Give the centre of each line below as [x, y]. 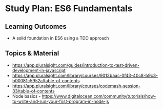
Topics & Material [32, 53]
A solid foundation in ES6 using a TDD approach [61, 38]
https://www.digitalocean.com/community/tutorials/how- [99, 96]
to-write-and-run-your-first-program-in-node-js [61, 101]
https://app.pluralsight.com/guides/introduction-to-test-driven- [76, 65]
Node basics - [26, 96]
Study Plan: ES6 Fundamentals [69, 9]
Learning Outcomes [36, 27]
